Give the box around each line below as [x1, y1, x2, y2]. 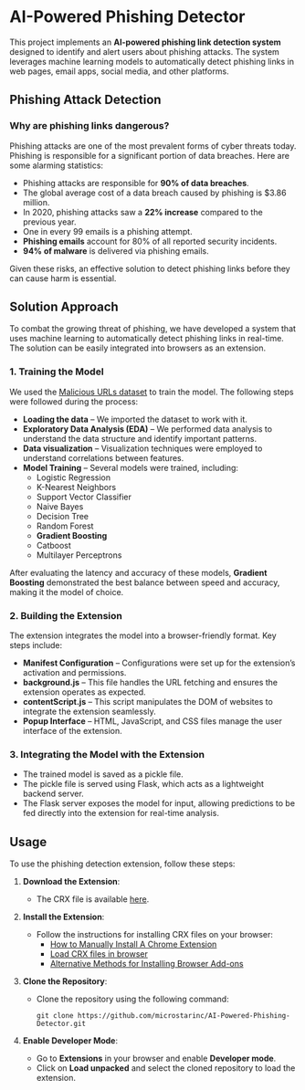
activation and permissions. [22, 667, 127, 678]
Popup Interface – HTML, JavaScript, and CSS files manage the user [22, 716, 283, 727]
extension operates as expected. [22, 686, 146, 697]
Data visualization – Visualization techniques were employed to [22, 443, 263, 454]
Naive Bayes [36, 500, 84, 512]
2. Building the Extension [9, 609, 123, 622]
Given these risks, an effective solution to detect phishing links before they [9, 263, 290, 274]
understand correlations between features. [22, 452, 184, 463]
